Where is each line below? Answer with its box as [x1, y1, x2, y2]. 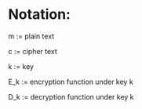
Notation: [8, 5, 71, 24]
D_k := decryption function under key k [8, 92, 135, 101]
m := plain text [8, 31, 55, 41]
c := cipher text [8, 46, 57, 56]
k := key [8, 61, 34, 71]
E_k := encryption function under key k [8, 77, 133, 86]
